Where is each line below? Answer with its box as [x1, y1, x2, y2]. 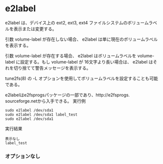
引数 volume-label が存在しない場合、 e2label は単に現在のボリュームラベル [5, 36, 158, 42]
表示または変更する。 [13, 25, 57, 32]
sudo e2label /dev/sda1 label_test [5, 112, 78, 117]
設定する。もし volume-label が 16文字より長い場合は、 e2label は [20, 59, 153, 65]
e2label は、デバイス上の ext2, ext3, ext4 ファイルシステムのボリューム [5, 20, 149, 25]
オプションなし [5, 153, 41, 160]
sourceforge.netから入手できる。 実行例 [5, 98, 86, 104]
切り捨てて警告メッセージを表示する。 [13, 65, 91, 71]
